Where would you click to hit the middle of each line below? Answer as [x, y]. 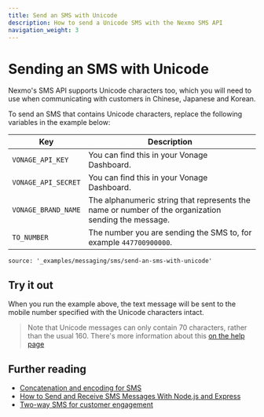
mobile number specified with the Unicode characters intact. [106, 313]
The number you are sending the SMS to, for [170, 232]
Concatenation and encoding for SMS [81, 388]
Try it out [31, 285]
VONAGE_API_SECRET [46, 183]
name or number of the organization [155, 210]
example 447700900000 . [130, 243]
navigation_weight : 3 [44, 30]
